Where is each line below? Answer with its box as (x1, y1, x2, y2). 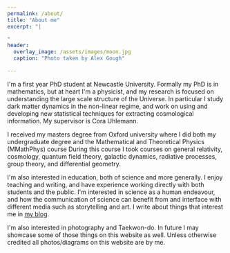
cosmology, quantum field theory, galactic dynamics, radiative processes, (7, 152, 218, 160)
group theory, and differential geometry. (7, 159, 121, 168)
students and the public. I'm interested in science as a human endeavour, (7, 188, 215, 196)
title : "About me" (7, 17, 60, 24)
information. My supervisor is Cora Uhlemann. (7, 116, 139, 125)
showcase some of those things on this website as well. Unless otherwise (7, 230, 217, 239)
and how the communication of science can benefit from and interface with (7, 195, 222, 203)
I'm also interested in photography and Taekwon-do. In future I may (7, 223, 199, 232)
